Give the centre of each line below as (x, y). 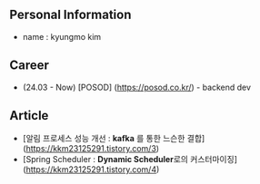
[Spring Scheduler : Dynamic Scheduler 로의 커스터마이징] (130, 160)
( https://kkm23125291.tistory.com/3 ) (91, 149)
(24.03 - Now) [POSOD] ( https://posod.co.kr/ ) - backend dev (137, 87)
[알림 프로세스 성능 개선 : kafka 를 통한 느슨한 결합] (114, 139)
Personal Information (70, 15)
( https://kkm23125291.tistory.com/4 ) (91, 169)
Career (30, 66)
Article (29, 116)
